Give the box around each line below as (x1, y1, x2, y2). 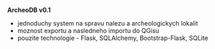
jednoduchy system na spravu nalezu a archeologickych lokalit (17, 19, 198, 27)
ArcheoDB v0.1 (7, 6, 51, 14)
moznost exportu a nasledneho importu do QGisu (17, 27, 159, 35)
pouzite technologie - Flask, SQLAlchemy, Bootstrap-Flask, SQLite (17, 34, 209, 42)
